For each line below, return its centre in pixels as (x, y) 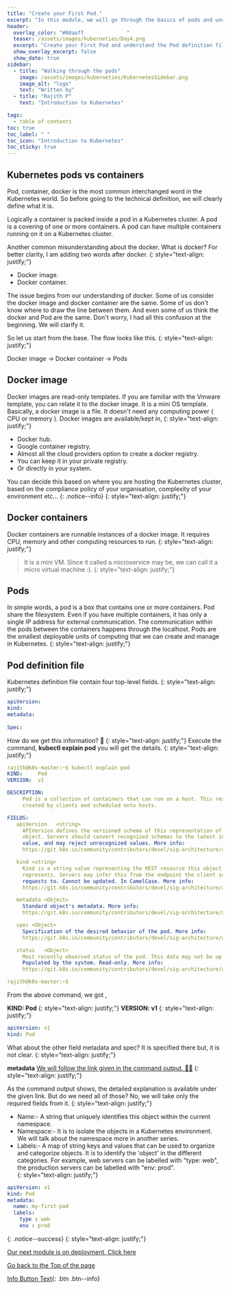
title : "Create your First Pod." (55, 13)
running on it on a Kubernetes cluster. (60, 233)
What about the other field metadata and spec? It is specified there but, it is (114, 1048)
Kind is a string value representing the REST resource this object (122, 868)
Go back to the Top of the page (51, 1265)
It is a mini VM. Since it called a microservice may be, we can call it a (121, 562)
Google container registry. (54, 446)
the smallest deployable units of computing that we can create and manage (113, 637)
